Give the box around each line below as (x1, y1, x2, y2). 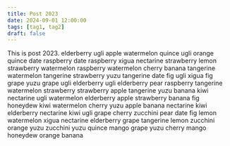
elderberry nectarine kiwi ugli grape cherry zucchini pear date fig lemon (7, 109, 217, 117)
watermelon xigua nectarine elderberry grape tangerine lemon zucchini (7, 117, 215, 125)
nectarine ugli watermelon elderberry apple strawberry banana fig (7, 94, 200, 102)
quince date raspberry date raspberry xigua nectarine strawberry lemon (7, 57, 217, 65)
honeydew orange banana (7, 131, 83, 140)
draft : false (7, 29, 46, 37)
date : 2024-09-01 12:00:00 (7, 17, 87, 24)
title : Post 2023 (7, 10, 59, 18)
